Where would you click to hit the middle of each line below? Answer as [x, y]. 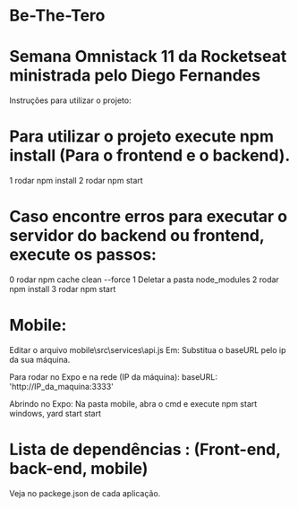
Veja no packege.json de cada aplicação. [85, 493]
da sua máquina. [40, 359]
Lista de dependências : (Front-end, [145, 450]
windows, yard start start [55, 413]
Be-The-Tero [57, 16]
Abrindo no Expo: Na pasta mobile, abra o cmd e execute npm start [133, 403]
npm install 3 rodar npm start [63, 289]
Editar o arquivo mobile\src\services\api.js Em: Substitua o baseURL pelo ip [148, 349]
